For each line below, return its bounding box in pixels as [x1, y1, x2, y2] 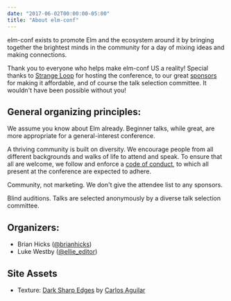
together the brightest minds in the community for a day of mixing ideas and [7, 43, 225, 51]
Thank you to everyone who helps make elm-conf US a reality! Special [7, 64, 209, 72]
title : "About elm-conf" [7, 17, 79, 24]
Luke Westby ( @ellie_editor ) [17, 248, 98, 256]
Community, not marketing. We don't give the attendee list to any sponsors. [7, 181, 223, 189]
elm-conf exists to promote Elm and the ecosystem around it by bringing [7, 35, 214, 44]
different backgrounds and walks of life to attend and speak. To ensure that [7, 153, 223, 161]
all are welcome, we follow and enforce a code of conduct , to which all [7, 160, 209, 169]
